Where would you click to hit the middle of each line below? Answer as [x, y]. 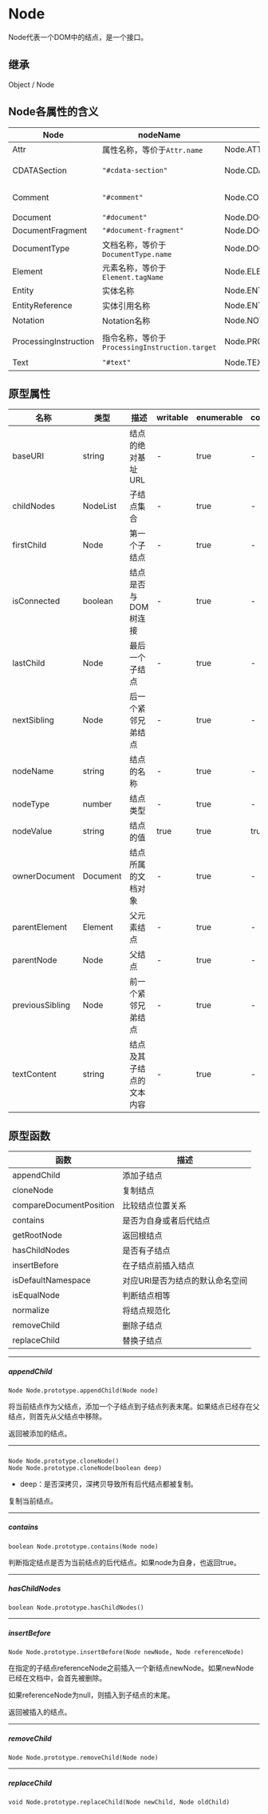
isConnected [36, 601]
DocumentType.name [137, 254]
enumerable [219, 418]
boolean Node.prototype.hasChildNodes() [77, 1608]
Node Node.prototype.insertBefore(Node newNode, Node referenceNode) [126, 1652]
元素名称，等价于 [134, 267]
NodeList [100, 507]
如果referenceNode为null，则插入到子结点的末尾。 [91, 1695]
